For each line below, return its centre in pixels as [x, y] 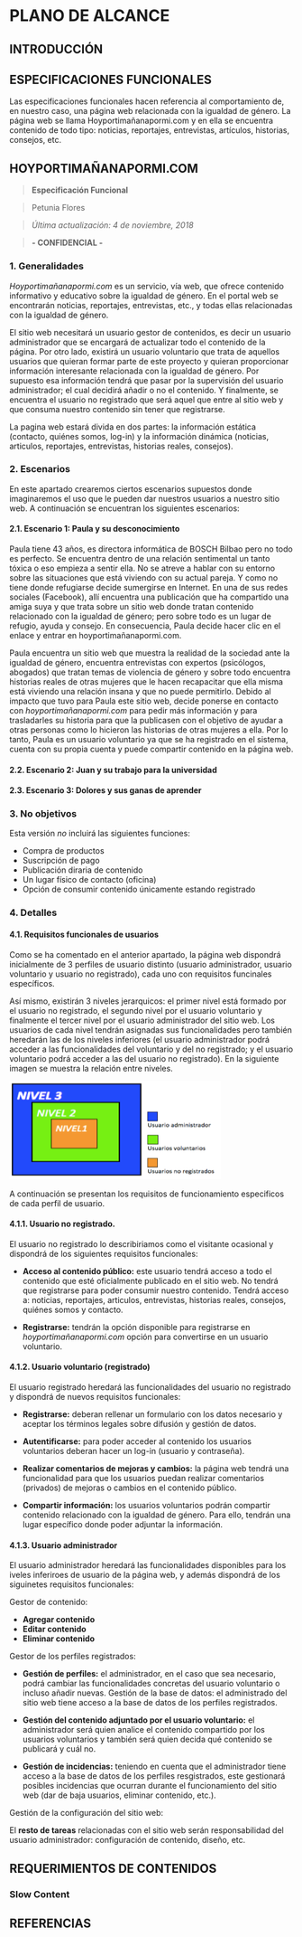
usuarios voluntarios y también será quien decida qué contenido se [147, 1739]
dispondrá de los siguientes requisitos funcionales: [104, 1253]
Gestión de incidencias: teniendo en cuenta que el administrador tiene [154, 1767]
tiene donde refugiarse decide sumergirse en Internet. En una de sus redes [149, 587]
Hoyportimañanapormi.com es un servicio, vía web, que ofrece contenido [146, 286]
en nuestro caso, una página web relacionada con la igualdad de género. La [150, 111]
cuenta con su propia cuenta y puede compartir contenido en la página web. [151, 749]
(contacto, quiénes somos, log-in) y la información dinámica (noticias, [139, 436]
